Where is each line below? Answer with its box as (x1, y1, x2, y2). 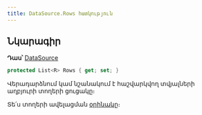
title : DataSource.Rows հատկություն (7, 10, 113, 17)
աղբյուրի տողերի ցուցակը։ (7, 87, 95, 95)
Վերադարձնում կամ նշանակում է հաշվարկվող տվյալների (7, 80, 195, 88)
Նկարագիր (7, 36, 61, 48)
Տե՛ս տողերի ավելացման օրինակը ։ (7, 101, 121, 109)
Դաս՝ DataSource (7, 54, 59, 62)
